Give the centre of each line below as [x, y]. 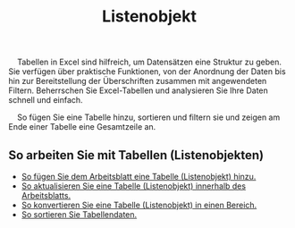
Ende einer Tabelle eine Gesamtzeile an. [82, 127]
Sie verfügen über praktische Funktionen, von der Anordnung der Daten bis [147, 72]
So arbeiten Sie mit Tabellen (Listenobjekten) [136, 155]
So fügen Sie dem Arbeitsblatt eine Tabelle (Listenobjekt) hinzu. [139, 177]
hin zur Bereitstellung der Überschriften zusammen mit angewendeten [138, 81]
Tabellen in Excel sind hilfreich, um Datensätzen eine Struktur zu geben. [149, 62]
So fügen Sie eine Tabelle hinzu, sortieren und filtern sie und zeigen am [148, 117]
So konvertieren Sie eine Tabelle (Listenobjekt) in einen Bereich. [139, 205]
